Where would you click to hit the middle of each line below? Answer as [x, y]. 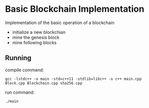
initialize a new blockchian [39, 32]
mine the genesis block [36, 37]
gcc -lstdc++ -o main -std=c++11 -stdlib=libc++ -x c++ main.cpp [73, 79]
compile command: [25, 70]
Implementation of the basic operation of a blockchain [60, 23]
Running [18, 58]
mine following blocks [34, 42]
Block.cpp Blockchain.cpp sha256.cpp [44, 83]
